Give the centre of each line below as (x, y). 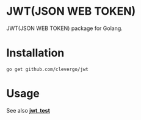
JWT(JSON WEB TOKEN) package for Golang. (65, 28)
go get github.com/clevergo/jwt (47, 69)
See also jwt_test (28, 110)
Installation (35, 53)
